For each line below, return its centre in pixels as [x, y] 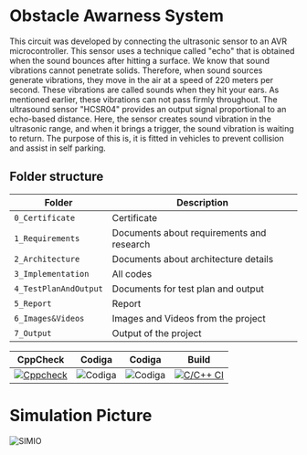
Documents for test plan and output [188, 289]
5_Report [33, 303]
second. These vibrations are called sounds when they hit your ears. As [144, 90]
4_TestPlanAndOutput [58, 288]
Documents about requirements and [189, 232]
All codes [132, 273]
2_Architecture [47, 259]
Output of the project [157, 333]
